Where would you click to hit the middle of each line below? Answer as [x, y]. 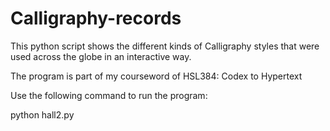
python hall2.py [42, 114]
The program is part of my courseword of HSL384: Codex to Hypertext [156, 76]
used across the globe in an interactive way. [101, 56]
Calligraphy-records [96, 18]
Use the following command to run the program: [109, 95]
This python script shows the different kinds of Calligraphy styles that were [165, 46]
